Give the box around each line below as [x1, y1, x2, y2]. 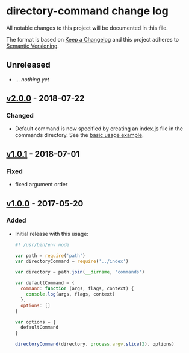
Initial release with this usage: [14, 230, 89, 237]
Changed [6, 112, 34, 120]
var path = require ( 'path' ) [14, 252, 85, 259]
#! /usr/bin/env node [14, 241, 69, 248]
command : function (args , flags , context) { [20, 285, 134, 292]
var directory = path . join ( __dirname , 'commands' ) [14, 269, 145, 275]
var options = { [14, 319, 56, 325]
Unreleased [6, 60, 51, 70]
